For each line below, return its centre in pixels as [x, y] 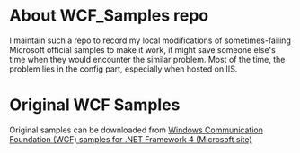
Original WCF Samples [95, 105]
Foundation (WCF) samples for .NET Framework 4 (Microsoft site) [131, 139]
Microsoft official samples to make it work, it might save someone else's [142, 49]
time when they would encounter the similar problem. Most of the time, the [147, 59]
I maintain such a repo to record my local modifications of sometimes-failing [150, 40]
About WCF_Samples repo [109, 16]
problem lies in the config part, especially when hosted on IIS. [124, 69]
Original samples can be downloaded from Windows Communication [136, 130]
